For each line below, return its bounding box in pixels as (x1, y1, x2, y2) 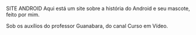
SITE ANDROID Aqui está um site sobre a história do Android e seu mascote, (6, 5, 190, 12)
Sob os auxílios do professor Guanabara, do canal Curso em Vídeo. (6, 23, 169, 29)
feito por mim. (6, 11, 40, 18)
